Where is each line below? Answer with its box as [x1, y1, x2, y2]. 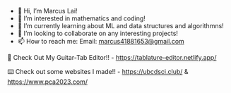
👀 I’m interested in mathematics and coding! [17, 14, 146, 23]
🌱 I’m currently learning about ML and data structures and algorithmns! [17, 22, 224, 30]
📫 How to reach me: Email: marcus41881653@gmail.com [17, 37, 185, 45]
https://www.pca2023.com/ [7, 77, 88, 86]
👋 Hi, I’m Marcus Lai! [17, 7, 78, 15]
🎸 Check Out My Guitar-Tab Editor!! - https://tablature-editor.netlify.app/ [7, 54, 217, 61]
